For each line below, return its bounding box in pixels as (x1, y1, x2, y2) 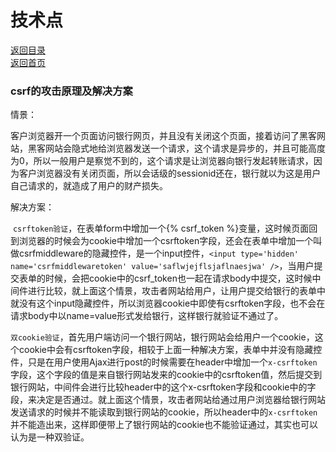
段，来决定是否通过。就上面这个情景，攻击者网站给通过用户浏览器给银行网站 (10, 394, 326, 406)
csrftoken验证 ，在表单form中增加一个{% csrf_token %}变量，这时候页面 (12, 222, 310, 235)
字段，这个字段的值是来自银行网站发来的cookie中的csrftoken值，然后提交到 (10, 369, 323, 381)
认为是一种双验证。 (10, 431, 90, 443)
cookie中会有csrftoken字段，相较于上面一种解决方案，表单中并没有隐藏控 (18, 344, 323, 356)
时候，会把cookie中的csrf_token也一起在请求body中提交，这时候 (44, 272, 313, 285)
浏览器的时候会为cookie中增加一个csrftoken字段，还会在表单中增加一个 (18, 235, 314, 247)
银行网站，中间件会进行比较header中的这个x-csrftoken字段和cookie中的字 (10, 381, 317, 393)
